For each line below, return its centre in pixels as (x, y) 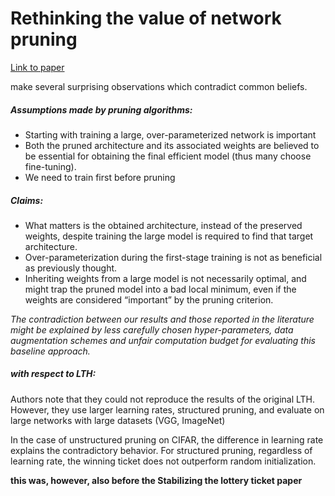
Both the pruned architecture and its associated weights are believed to (172, 145)
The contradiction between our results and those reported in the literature (162, 319)
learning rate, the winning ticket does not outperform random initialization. (163, 461)
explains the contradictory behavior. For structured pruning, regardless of (161, 450)
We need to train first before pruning (100, 177)
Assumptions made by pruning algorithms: (101, 109)
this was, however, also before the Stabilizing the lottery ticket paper (156, 480)
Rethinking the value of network (146, 18)
